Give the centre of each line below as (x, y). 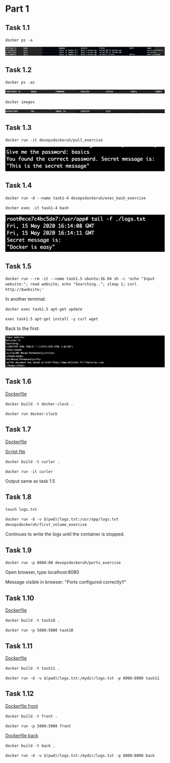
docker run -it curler (29, 472)
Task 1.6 (18, 381)
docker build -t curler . (32, 462)
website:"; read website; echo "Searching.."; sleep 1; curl (71, 284)
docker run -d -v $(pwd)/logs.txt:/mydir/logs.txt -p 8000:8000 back (80, 755)
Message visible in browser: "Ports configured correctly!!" (66, 582)
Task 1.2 (18, 70)
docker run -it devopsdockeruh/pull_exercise (54, 140)
